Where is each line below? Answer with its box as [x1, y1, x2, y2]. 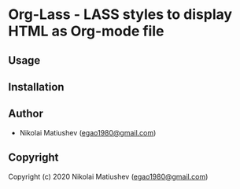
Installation [8, 80, 65, 94]
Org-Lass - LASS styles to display [8, 6, 233, 24]
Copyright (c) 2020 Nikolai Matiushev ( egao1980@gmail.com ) [8, 172, 209, 181]
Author [8, 107, 43, 120]
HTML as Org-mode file [8, 22, 164, 40]
